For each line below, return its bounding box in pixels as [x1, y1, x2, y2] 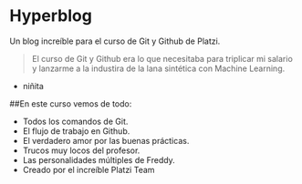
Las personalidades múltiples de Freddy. [22, 154, 175, 165]
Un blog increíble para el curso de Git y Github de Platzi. [9, 36, 221, 46]
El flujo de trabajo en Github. [22, 125, 130, 137]
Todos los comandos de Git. [22, 116, 129, 127]
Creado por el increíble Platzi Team [22, 164, 155, 175]
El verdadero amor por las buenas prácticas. [22, 135, 190, 146]
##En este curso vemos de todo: [9, 97, 132, 109]
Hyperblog [9, 5, 93, 26]
